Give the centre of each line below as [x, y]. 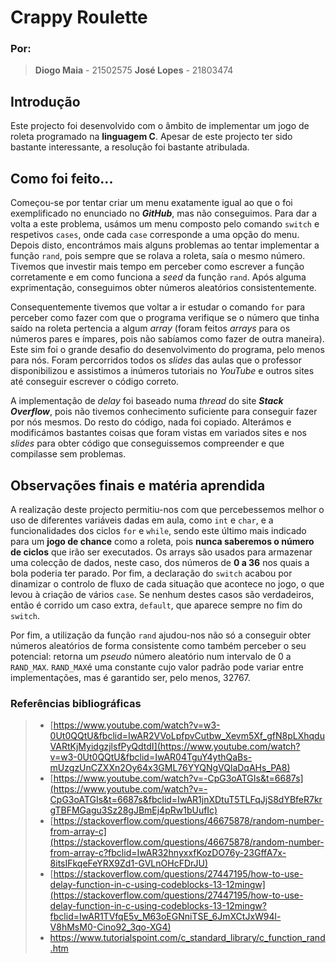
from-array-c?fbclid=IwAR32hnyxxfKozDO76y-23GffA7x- [168, 853]
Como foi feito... [62, 178]
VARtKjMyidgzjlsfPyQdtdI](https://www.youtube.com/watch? [175, 747]
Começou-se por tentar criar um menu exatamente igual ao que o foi [151, 203]
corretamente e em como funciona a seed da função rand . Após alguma [158, 277]
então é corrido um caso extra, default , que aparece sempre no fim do [156, 605]
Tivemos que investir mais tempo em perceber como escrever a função [157, 267]
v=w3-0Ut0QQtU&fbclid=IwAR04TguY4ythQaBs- [151, 757]
